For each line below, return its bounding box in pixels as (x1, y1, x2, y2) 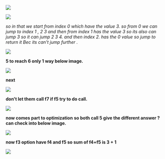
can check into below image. (5, 120, 67, 126)
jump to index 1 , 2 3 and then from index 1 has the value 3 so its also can (5, 29, 157, 34)
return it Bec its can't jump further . (5, 39, 78, 45)
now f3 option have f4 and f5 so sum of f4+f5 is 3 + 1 (5, 139, 117, 145)
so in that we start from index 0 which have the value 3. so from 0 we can (5, 23, 158, 29)
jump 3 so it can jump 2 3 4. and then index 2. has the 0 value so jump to (5, 34, 156, 40)
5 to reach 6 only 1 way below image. (5, 58, 84, 64)
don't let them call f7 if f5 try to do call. (5, 96, 88, 102)
